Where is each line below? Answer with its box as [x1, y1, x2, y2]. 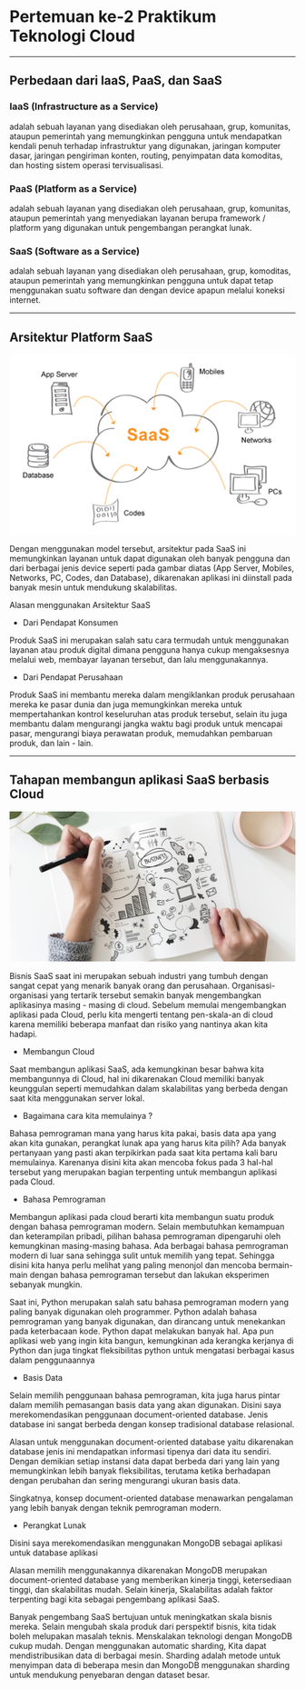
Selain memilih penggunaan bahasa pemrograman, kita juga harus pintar [9, 1390, 280, 1401]
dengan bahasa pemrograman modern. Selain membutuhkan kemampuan [9, 1221, 285, 1233]
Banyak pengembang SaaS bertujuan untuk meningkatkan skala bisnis [9, 1612, 272, 1623]
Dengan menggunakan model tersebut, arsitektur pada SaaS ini [9, 544, 247, 555]
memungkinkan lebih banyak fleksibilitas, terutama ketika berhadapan [9, 1465, 271, 1476]
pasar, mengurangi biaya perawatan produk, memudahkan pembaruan [9, 728, 273, 739]
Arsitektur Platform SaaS [9, 329, 153, 345]
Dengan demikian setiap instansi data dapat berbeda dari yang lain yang [9, 1456, 280, 1467]
